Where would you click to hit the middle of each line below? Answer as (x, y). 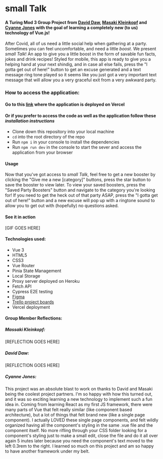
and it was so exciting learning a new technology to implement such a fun (79, 399)
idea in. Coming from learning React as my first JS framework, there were (79, 405)
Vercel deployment (31, 307)
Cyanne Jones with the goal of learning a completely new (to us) (72, 27)
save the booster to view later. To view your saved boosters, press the (75, 185)
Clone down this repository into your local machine (63, 132)
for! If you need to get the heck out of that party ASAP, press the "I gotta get (81, 195)
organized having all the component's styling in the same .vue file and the (79, 425)
